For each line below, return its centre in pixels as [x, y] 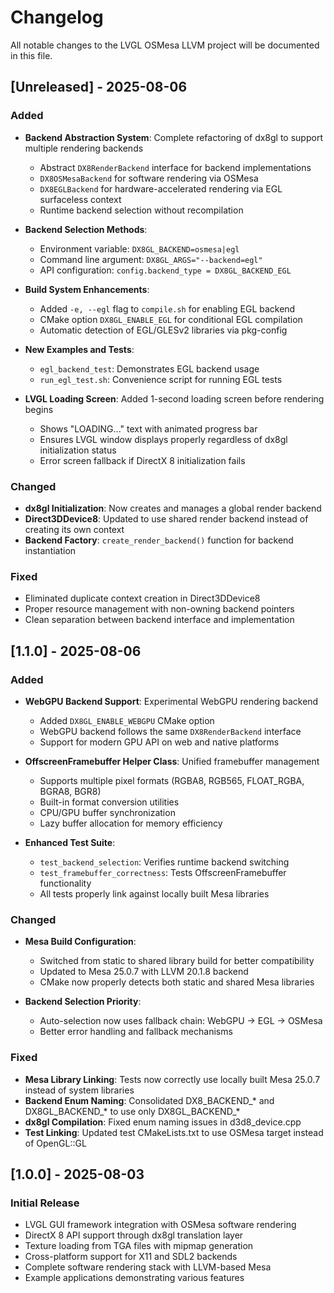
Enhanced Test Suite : [70, 842]
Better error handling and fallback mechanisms [136, 1032]
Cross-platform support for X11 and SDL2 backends [131, 1257]
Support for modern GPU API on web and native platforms [159, 742]
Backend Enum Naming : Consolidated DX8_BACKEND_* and [149, 1100]
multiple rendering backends [84, 148]
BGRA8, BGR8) [70, 791]
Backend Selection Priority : [83, 1002]
